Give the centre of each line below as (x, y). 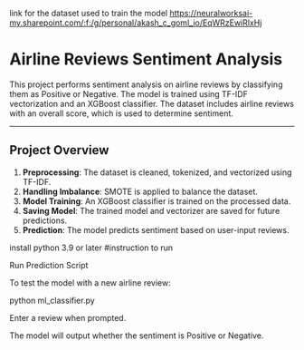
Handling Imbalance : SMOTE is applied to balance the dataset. (140, 191)
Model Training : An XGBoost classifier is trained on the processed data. (157, 201)
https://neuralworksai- (211, 13)
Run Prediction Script (49, 265)
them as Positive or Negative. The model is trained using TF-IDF (129, 93)
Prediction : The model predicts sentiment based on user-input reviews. (156, 229)
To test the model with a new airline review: (90, 282)
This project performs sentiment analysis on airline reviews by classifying (146, 84)
